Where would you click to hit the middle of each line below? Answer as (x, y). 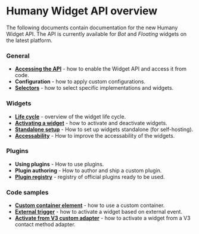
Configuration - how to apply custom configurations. (80, 81)
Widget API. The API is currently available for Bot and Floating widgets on (97, 34)
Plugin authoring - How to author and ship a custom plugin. (88, 170)
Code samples (27, 192)
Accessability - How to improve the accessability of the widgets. (95, 135)
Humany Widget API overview (82, 11)
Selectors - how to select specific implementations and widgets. (94, 88)
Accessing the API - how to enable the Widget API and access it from (100, 69)
